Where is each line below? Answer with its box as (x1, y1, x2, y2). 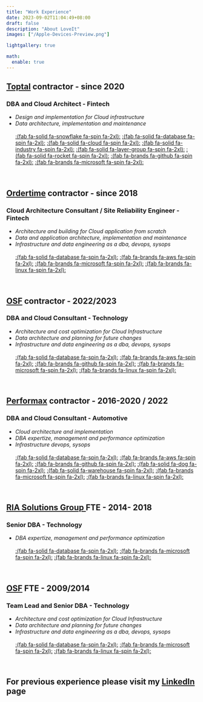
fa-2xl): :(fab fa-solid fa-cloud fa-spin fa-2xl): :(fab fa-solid (27, 139, 175, 146)
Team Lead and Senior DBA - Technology (6, 601, 130, 610)
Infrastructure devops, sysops (15, 441, 91, 448)
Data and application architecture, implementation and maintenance (15, 234, 187, 242)
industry (15, 146, 36, 153)
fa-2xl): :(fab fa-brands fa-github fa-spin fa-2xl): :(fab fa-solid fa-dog (15, 460, 188, 468)
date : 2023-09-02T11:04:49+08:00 (6, 15, 91, 21)
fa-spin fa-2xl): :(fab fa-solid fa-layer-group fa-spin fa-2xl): (37, 146, 185, 153)
